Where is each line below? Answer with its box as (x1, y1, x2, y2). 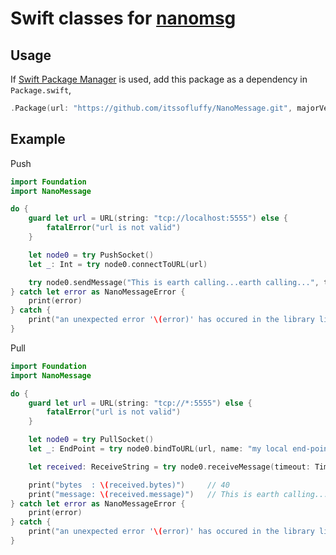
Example (10, 131, 66, 148)
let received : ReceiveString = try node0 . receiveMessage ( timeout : (28, 462, 311, 472)
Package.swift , (10, 84, 72, 96)
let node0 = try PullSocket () (28, 435, 155, 445)
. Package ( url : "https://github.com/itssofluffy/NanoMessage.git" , (10, 103, 293, 113)
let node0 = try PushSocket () (28, 250, 155, 260)
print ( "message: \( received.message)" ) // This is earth (28, 489, 280, 499)
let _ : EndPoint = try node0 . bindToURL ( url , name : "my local (28, 444, 289, 454)
